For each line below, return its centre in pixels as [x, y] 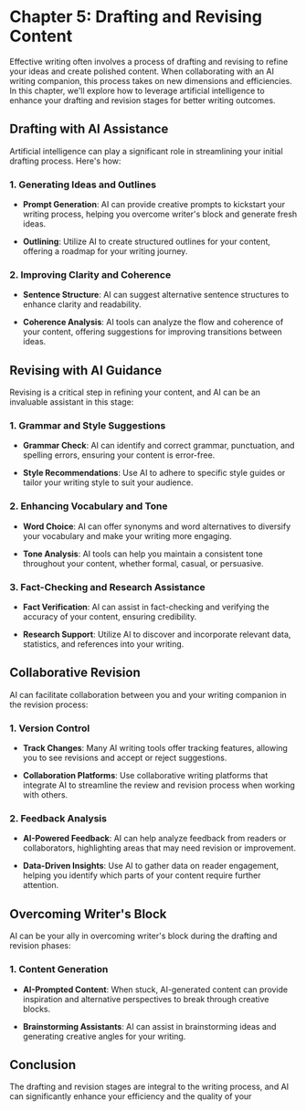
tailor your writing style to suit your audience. [108, 482]
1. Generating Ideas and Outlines [83, 185]
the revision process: [49, 704]
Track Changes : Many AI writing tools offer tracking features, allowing [155, 748]
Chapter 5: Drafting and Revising [136, 17]
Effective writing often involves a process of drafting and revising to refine [149, 61]
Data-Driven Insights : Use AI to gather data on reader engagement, [151, 866]
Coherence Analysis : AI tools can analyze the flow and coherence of [153, 323]
